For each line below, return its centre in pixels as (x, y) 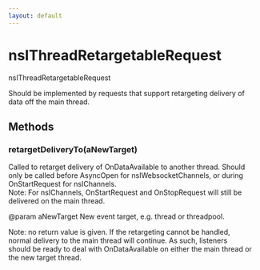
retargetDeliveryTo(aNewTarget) (73, 149)
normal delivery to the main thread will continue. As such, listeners (118, 240)
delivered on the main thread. (57, 201)
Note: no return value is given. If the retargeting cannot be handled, (119, 232)
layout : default (35, 16)
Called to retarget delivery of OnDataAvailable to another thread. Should (127, 167)
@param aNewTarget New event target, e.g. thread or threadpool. (117, 216)
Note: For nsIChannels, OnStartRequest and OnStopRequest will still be (125, 192)
